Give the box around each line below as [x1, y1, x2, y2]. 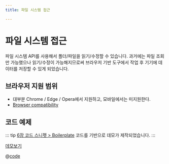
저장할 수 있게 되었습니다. [18, 65, 70, 71]
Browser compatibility [12, 102, 59, 108]
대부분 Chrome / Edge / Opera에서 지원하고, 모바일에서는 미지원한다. [12, 96, 151, 102]
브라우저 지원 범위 [5, 81, 58, 90]
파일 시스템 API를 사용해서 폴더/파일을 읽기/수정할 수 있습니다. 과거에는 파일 [5, 53, 155, 59]
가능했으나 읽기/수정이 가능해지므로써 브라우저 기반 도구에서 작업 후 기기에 [10, 59, 157, 65]
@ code [5, 153, 20, 159]
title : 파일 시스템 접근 [5, 7, 51, 13]
